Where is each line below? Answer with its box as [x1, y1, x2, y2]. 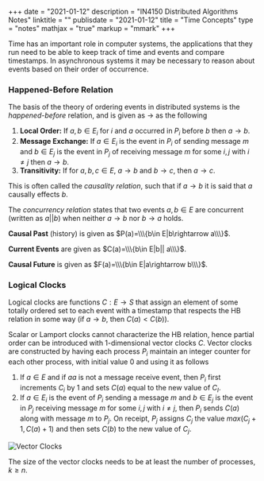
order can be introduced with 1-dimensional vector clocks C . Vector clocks [8, 338, 252, 347]
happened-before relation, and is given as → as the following [8, 111, 208, 120]
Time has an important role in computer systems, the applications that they [8, 39, 254, 48]
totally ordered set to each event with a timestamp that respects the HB [8, 305, 241, 315]
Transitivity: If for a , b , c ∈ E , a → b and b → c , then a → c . [19, 165, 216, 175]
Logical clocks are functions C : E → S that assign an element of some [8, 297, 239, 307]
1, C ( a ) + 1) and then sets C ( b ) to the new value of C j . [19, 424, 192, 436]
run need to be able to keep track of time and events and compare [8, 48, 224, 56]
